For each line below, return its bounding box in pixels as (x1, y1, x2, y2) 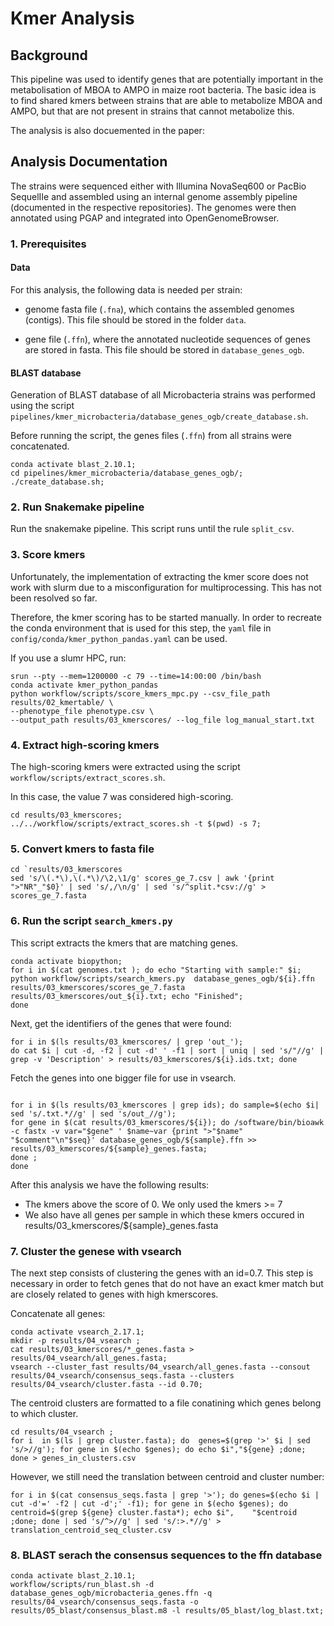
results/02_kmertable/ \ (10, 697, 114, 707)
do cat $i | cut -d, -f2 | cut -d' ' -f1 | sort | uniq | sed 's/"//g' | (10, 1045, 325, 1056)
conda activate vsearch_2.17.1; (10, 1327, 145, 1337)
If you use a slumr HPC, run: (10, 652, 127, 664)
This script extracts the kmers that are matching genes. (10, 937, 239, 949)
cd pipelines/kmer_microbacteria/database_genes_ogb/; (10, 468, 244, 479)
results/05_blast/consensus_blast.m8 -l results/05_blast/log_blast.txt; (10, 1606, 325, 1616)
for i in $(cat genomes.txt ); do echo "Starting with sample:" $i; (10, 965, 302, 975)
